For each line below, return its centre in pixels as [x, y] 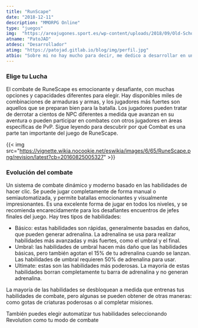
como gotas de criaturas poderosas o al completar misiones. [80, 303]
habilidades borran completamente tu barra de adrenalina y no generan [101, 272]
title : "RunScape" [29, 12]
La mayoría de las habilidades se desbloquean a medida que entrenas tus [95, 290]
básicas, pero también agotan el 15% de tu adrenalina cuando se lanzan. [103, 253]
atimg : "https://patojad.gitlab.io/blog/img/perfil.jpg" [77, 50]
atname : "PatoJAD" [29, 39]
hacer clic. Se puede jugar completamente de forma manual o [81, 191]
